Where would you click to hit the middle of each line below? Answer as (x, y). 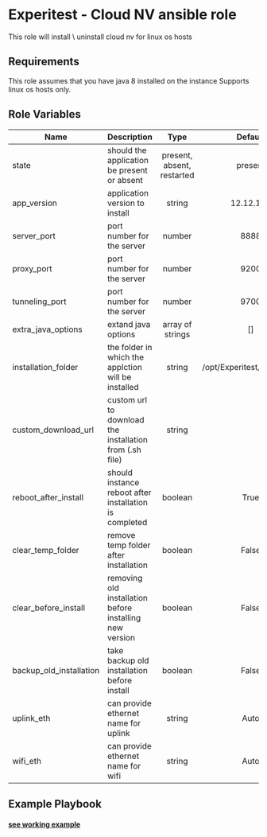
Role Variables (44, 114)
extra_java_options (47, 329)
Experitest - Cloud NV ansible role (122, 15)
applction (125, 367)
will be (119, 377)
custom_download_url (53, 430)
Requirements (44, 62)
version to (126, 203)
